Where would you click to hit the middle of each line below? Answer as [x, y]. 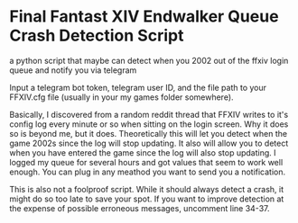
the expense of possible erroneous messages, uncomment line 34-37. [140, 208]
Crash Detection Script [97, 36]
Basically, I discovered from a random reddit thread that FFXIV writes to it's [149, 114]
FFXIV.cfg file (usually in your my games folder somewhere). [121, 97]
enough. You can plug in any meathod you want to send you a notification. [148, 172]
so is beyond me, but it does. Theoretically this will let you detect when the [148, 133]
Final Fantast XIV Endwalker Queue [144, 17]
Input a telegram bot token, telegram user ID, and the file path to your [138, 87]
